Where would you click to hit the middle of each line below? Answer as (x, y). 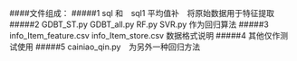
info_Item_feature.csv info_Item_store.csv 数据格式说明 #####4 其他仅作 (145, 35)
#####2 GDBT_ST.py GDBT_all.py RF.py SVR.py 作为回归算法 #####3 (139, 24)
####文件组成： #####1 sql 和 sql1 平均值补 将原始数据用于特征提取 (142, 13)
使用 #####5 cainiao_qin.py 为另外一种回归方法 (109, 47)
